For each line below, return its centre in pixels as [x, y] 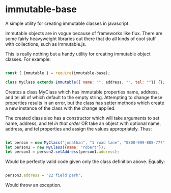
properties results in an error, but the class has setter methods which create [85, 103]
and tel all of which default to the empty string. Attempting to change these [84, 97]
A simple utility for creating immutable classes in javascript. [67, 23]
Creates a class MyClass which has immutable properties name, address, [82, 92]
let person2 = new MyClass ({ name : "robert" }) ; [55, 147]
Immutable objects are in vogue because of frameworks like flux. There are [84, 33]
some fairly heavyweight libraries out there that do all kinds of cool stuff [81, 39]
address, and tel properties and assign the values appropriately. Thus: [79, 128]
